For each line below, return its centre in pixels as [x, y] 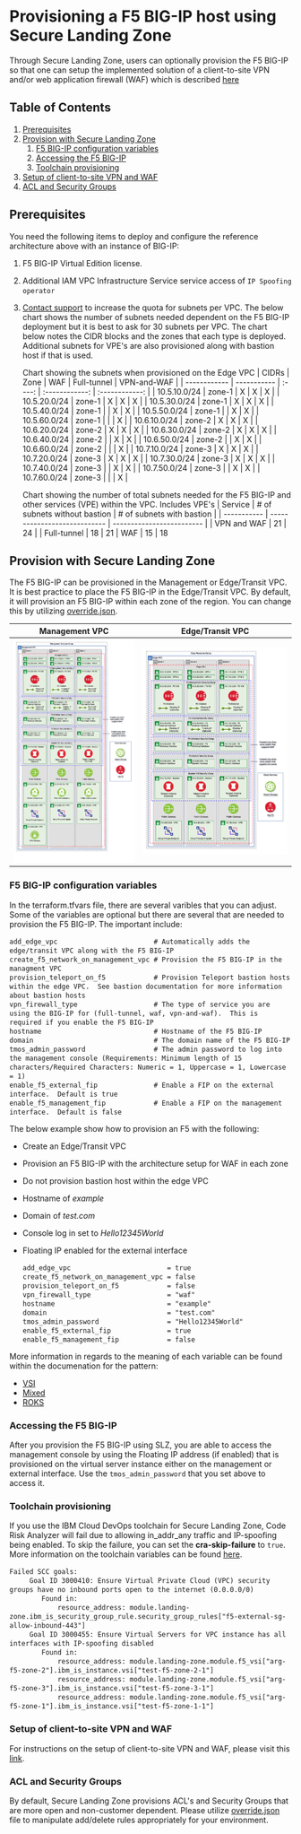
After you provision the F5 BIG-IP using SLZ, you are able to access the [140, 1445]
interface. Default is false [66, 1112]
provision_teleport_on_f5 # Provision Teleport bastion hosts [150, 978]
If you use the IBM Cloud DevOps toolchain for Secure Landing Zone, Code [148, 1525]
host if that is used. [58, 355]
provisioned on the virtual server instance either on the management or [141, 1464]
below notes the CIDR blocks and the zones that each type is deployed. [154, 336]
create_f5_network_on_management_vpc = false [108, 1277]
